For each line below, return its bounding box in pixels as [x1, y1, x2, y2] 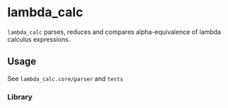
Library [7, 92, 33, 102]
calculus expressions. [7, 35, 71, 43]
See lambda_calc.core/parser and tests [7, 74, 124, 83]
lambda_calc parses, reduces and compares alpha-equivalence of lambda [7, 28, 221, 36]
